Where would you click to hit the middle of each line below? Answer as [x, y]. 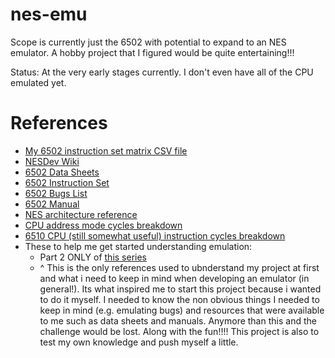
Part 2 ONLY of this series [93, 257]
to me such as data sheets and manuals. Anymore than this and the [178, 320]
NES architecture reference [81, 214]
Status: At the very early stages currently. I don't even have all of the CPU [162, 72]
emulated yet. [38, 82]
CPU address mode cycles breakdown [103, 225]
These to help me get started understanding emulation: [138, 246]
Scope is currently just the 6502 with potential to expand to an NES [148, 42]
